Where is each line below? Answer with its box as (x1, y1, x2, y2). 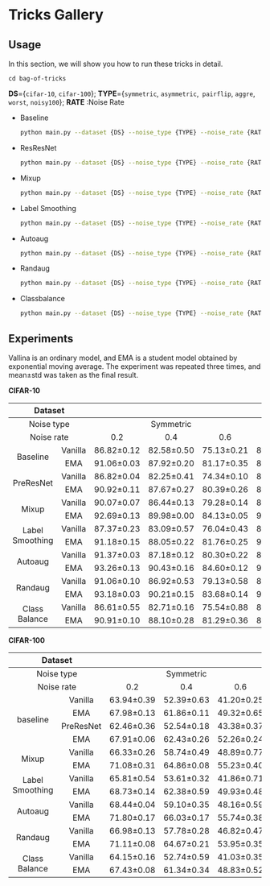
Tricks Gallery (8, 6, 104, 24)
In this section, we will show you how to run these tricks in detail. (8, 59, 223, 68)
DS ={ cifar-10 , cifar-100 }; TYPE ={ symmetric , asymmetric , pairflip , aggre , (8, 89, 256, 98)
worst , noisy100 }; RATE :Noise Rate (8, 97, 125, 106)
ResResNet (19, 143, 57, 152)
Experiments (8, 332, 74, 346)
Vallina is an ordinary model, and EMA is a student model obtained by (8, 353, 238, 362)
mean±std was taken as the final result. (8, 370, 139, 379)
